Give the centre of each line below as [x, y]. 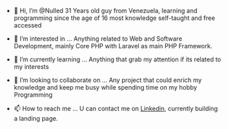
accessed [28, 25]
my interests [31, 67]
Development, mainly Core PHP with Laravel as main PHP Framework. [113, 46]
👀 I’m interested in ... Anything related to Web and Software [98, 39]
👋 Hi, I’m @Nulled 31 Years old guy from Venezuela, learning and [105, 11]
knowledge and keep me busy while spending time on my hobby [105, 87]
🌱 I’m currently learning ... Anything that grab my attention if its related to [117, 59]
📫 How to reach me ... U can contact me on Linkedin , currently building [116, 108]
